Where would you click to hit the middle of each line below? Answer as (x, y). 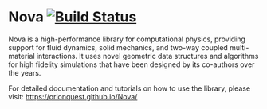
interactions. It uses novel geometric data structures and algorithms (147, 56)
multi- (240, 47)
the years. (25, 72)
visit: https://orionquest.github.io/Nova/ (73, 96)
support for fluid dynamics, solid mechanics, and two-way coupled (118, 47)
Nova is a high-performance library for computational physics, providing (127, 39)
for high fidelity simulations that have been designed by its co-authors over (132, 64)
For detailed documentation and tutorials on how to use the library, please (130, 88)
